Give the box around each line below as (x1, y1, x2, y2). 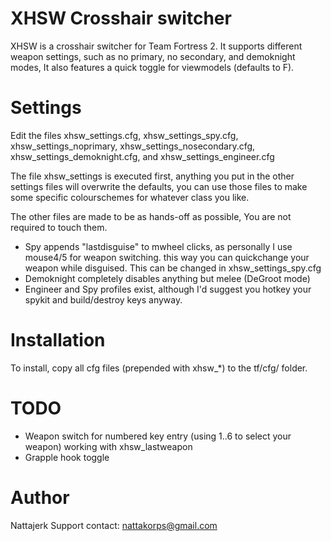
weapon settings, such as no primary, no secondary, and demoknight (10, 50, 296, 62)
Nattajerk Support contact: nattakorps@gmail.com (10, 519, 218, 531)
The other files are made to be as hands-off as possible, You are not (10, 210, 292, 222)
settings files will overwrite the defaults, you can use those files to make (10, 180, 308, 192)
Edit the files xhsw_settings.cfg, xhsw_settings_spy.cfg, (10, 129, 239, 141)
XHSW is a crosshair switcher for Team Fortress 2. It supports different (10, 40, 303, 52)
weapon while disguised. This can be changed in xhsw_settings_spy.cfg (24, 262, 322, 274)
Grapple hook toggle (24, 451, 110, 463)
